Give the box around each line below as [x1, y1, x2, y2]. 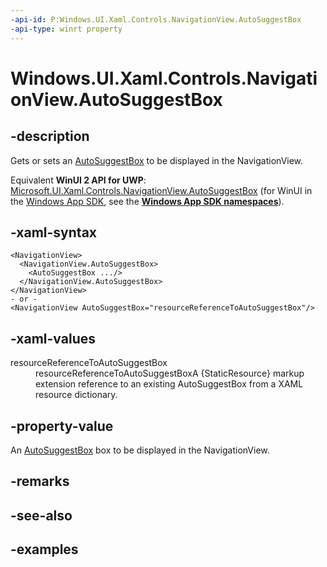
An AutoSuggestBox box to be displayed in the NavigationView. [10, 444, 270, 456]
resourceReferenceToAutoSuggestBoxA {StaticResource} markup [35, 367, 305, 380]
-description [10, 128, 90, 145]
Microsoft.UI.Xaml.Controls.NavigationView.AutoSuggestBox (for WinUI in [10, 184, 313, 196]
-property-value [10, 417, 114, 435]
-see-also [10, 507, 73, 524]
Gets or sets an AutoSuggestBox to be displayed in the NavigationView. [10, 154, 304, 166]
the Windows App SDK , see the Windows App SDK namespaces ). [10, 195, 285, 207]
